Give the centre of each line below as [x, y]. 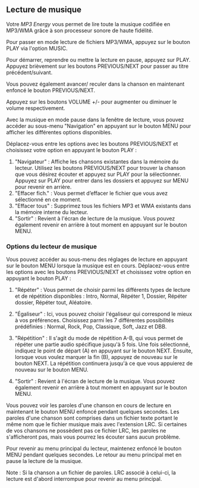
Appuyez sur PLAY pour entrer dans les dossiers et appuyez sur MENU [102, 180]
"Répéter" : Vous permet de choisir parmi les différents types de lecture [102, 290]
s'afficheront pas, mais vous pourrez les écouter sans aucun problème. [93, 437]
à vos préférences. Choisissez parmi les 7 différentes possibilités [94, 320]
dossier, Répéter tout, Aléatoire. [53, 303]
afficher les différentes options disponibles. [59, 132]
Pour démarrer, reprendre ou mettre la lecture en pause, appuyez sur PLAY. [99, 59]
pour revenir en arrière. [43, 187]
